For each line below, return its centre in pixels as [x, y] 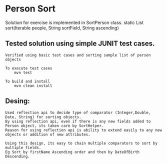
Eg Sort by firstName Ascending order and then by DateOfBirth [72, 152]
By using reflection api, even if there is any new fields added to [78, 121]
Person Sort [30, 9]
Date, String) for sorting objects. [43, 117]
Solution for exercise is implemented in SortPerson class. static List [74, 22]
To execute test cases [29, 68]
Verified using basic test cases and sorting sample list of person [78, 55]
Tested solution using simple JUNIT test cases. [80, 44]
